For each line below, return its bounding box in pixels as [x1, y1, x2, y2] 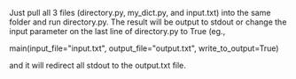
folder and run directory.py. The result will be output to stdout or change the [9, 17, 287, 27]
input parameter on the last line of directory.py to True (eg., [9, 26, 226, 36]
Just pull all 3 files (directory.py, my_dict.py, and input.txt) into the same [9, 8, 271, 18]
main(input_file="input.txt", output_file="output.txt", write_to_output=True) [9, 43, 279, 54]
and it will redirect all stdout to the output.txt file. [9, 61, 186, 70]
